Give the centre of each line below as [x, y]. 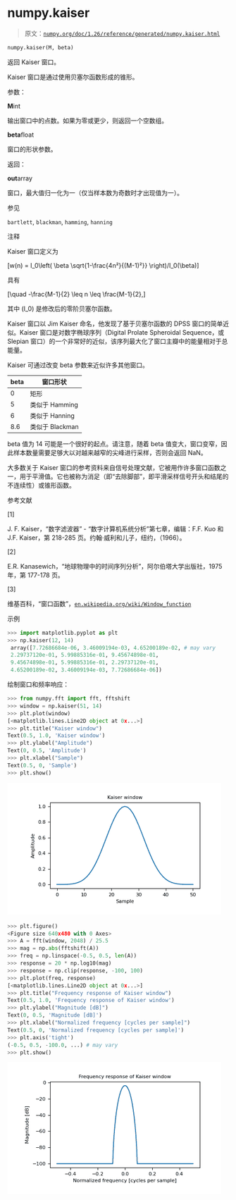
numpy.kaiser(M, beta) [41, 47]
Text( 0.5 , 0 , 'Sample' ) [42, 765]
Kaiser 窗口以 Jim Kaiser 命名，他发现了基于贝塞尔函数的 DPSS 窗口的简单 [115, 323]
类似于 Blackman [54, 427]
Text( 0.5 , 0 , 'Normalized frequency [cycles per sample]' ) [96, 1030]
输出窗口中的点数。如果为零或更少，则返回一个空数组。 [87, 120]
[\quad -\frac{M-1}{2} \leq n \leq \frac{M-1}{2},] [76, 294]
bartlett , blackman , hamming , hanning [60, 222]
